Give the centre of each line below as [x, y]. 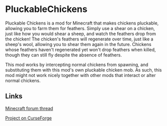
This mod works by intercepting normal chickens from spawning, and [77, 64]
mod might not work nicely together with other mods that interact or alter [80, 75]
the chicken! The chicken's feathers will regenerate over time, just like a [79, 39]
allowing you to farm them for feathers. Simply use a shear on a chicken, [80, 28]
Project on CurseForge [29, 118]
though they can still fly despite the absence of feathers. [63, 55]
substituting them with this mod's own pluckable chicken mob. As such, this [83, 70]
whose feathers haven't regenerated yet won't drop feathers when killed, [81, 49]
